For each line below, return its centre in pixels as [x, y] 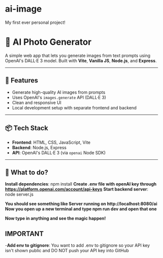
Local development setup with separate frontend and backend [74, 107]
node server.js [19, 194]
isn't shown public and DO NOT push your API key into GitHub [67, 251]
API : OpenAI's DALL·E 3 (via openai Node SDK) [59, 153]
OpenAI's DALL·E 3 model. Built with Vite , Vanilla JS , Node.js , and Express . [81, 60]
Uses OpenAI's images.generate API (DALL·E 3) [59, 97]
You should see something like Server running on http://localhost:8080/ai [81, 204]
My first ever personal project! [35, 22]
